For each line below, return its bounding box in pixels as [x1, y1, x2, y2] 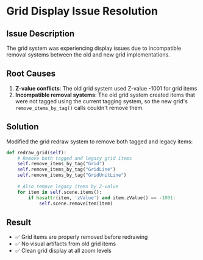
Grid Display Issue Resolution [6, 4, 158, 18]
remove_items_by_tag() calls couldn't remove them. [15, 104, 144, 111]
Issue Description [6, 29, 75, 39]
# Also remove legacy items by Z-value [17, 183, 119, 190]
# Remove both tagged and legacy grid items [17, 155, 132, 162]
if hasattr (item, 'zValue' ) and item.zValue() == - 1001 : [28, 194, 176, 201]
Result [6, 217, 32, 227]
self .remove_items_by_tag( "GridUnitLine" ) [17, 172, 127, 179]
